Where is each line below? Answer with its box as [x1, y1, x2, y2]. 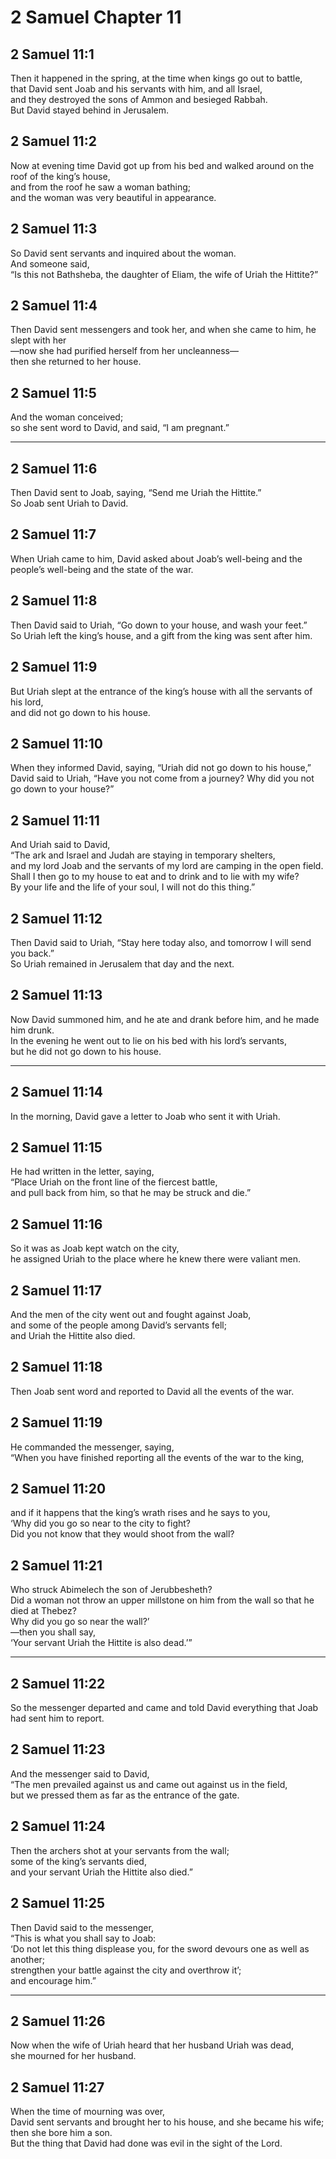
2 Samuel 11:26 [10, 2012, 106, 2030]
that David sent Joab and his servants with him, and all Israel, [10, 83, 263, 95]
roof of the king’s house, [10, 170, 111, 182]
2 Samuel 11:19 [10, 1414, 103, 1431]
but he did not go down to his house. [10, 1045, 162, 1057]
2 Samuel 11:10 [10, 735, 103, 752]
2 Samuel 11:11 [10, 812, 100, 829]
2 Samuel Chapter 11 [10, 6, 182, 29]
